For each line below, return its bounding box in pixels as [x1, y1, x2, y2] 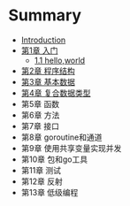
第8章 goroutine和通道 [20, 132, 103, 142]
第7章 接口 [20, 120, 59, 131]
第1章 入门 [20, 45, 58, 56]
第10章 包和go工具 [20, 154, 88, 164]
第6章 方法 [20, 110, 60, 120]
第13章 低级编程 [20, 187, 79, 197]
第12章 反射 [20, 176, 63, 187]
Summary [8, 5, 81, 26]
